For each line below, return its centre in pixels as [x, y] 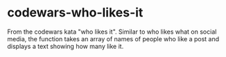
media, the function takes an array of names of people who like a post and [113, 38]
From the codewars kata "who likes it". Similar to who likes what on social [112, 32]
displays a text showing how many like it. [66, 46]
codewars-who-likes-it [75, 13]
